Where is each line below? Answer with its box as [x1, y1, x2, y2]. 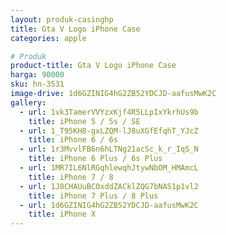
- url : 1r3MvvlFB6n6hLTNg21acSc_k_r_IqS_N [19, 144, 199, 155]
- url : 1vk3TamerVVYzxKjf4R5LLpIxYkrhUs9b [19, 107, 199, 117]
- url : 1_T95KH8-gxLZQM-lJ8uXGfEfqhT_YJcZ [19, 126, 199, 136]
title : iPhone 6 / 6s [28, 135, 118, 145]
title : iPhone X [28, 209, 97, 220]
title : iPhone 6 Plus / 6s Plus [28, 154, 163, 164]
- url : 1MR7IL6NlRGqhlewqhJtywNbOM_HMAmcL [19, 163, 199, 173]
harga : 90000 [10, 70, 65, 80]
